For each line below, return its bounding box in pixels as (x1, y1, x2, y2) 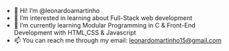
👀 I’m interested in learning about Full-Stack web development (13, 14, 193, 22)
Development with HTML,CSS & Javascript (13, 28, 136, 37)
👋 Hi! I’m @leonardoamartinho (13, 7, 100, 14)
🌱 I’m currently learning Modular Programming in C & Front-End (13, 21, 196, 29)
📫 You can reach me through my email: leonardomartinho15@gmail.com (13, 37, 221, 44)
